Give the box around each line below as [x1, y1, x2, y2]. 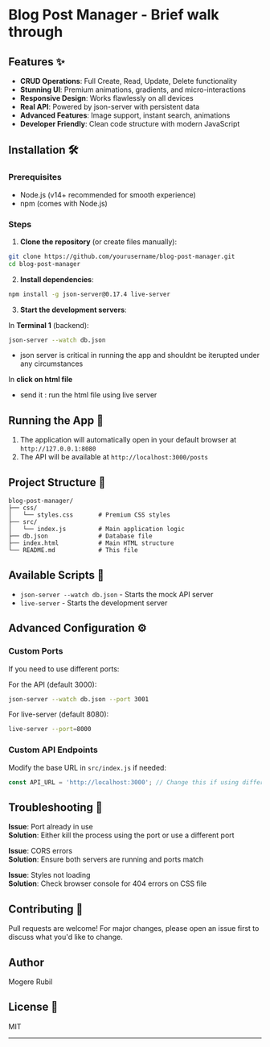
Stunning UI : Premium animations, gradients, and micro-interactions [19, 85, 247, 94]
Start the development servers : [19, 305, 127, 314]
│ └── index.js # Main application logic [8, 526, 185, 534]
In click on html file [8, 375, 73, 384]
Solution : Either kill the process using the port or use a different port [8, 830, 235, 840]
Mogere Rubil [8, 977, 53, 987]
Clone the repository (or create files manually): [19, 236, 178, 247]
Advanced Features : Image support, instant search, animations [19, 110, 231, 120]
